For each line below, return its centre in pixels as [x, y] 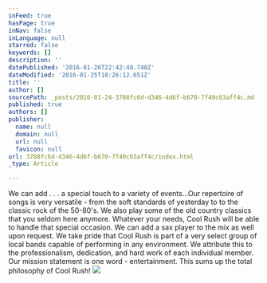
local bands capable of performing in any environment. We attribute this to [130, 245]
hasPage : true [32, 23]
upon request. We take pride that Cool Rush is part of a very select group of [133, 236]
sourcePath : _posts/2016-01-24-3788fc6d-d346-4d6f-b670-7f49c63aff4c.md [132, 97]
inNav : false [30, 30]
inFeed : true [30, 16]
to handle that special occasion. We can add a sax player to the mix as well [131, 227]
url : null [31, 141]
